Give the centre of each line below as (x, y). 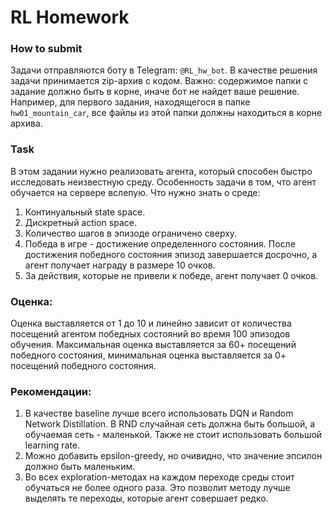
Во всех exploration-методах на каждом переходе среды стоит (159, 477)
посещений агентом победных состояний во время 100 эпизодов (150, 334)
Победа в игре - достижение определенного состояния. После (160, 243)
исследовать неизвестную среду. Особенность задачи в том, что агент (163, 182)
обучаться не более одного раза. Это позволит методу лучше (157, 488)
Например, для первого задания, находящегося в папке (130, 102)
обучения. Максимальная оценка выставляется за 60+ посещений (153, 345)
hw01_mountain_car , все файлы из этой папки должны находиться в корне (166, 113)
